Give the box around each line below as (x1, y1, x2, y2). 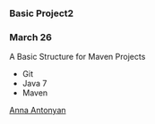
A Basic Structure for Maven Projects (9, 52, 146, 62)
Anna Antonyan (9, 105, 66, 116)
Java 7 (22, 79, 47, 89)
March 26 (9, 30, 52, 43)
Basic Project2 (9, 7, 74, 20)
